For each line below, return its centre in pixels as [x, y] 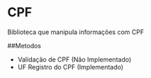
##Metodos [24, 45]
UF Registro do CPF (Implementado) [71, 67]
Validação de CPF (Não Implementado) [74, 59]
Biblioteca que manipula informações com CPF [75, 32]
